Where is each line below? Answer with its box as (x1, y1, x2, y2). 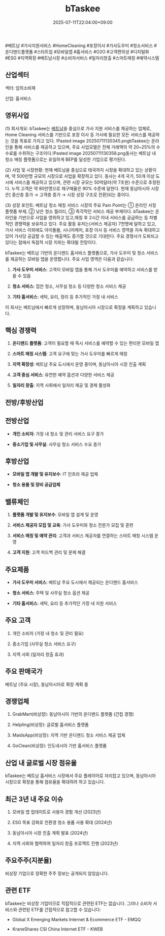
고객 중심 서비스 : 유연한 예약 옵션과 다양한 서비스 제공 (12, 372, 115, 378)
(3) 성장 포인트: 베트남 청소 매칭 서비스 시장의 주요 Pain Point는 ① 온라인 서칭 (5, 202, 157, 208)
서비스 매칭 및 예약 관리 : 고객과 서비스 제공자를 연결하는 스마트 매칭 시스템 (12, 533, 154, 539)
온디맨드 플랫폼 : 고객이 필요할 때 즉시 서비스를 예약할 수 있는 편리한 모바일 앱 (12, 340, 159, 346)
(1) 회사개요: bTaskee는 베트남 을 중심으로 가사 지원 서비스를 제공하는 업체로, (5, 125, 152, 131)
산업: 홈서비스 (5, 95, 32, 101)
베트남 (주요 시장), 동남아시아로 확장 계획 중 (5, 681, 89, 687)
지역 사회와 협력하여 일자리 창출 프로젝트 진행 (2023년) (12, 840, 118, 846)
